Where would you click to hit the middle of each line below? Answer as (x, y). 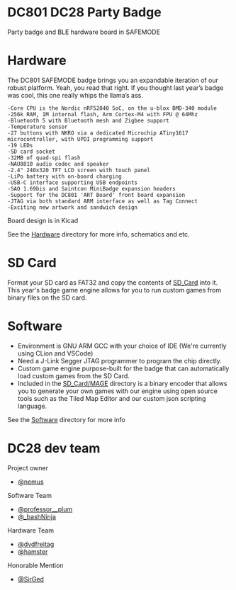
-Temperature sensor (38, 127)
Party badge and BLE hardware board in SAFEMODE (84, 32)
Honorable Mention (35, 565)
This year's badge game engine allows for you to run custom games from (114, 290)
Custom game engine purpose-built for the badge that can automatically (123, 368)
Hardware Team (31, 530)
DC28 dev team (54, 448)
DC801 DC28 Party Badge (84, 12)
